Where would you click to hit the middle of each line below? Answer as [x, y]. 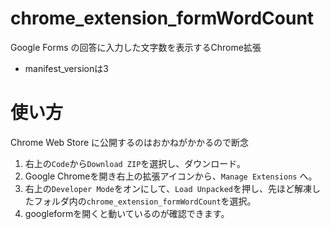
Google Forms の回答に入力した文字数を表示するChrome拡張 [136, 47]
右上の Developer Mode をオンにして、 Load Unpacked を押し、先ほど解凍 [168, 188]
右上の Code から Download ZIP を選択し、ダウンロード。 [135, 163]
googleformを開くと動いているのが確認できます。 [127, 213]
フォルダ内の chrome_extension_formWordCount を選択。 [145, 201]
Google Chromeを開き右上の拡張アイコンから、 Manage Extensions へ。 [171, 176]
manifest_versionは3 [66, 68]
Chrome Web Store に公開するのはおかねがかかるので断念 [130, 142]
